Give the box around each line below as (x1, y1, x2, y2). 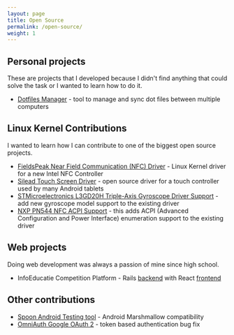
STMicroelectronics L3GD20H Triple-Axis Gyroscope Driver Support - (17, 191, 219, 200)
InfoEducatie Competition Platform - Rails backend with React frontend (17, 274, 221, 282)
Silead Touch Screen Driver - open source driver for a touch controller (17, 177, 220, 185)
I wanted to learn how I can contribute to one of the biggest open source (7, 141, 217, 149)
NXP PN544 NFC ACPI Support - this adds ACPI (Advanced (17, 207, 189, 215)
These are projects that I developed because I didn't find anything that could (7, 74, 228, 82)
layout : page (7, 10, 45, 17)
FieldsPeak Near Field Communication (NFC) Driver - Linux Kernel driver (17, 162, 226, 170)
